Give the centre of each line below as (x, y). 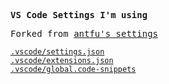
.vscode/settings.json (57, 52)
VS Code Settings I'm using (79, 15)
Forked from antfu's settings (84, 33)
